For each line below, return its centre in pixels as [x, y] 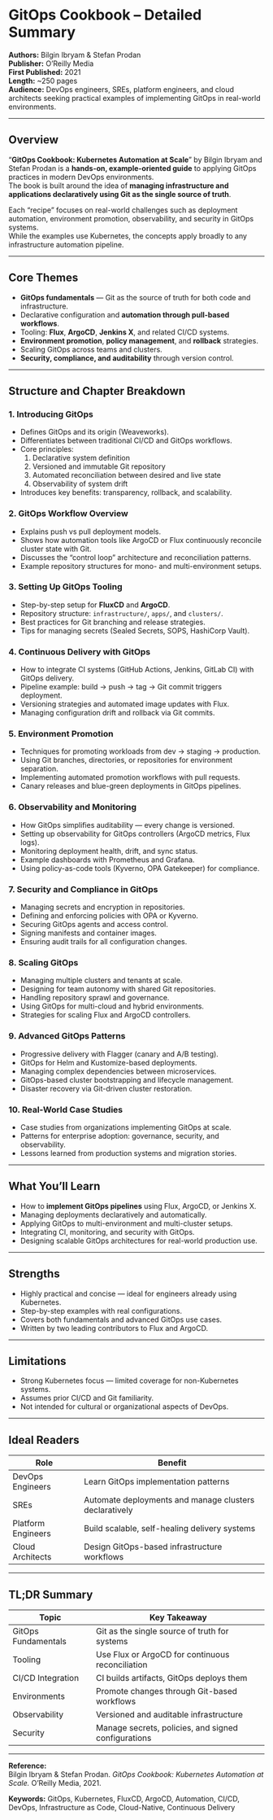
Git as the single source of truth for [162, 1631]
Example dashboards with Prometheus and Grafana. [107, 860]
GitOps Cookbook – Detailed [105, 15]
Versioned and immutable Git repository [99, 466]
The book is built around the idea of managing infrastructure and [119, 186]
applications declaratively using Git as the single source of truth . [120, 194]
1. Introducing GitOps [51, 414]
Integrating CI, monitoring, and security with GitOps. [107, 1232]
